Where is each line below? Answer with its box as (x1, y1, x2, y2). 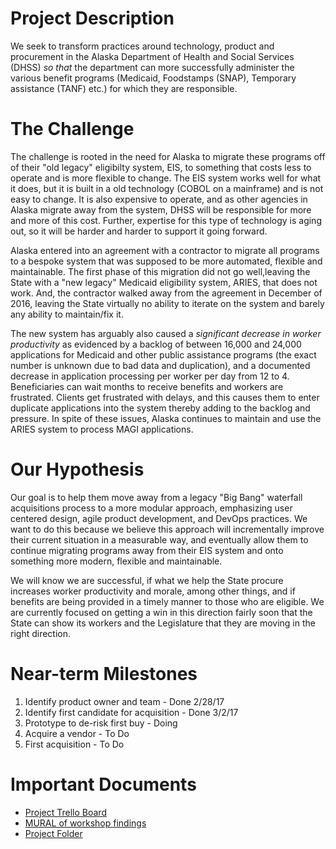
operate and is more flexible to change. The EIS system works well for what (10, 172, 322, 184)
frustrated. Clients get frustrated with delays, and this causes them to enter (10, 391, 320, 403)
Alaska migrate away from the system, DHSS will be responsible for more (10, 203, 312, 216)
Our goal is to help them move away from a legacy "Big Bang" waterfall (10, 491, 303, 503)
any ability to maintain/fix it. (10, 308, 124, 320)
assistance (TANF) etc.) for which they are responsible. (10, 82, 238, 94)
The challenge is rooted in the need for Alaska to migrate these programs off (10, 150, 326, 162)
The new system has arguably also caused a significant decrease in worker (10, 327, 322, 339)
